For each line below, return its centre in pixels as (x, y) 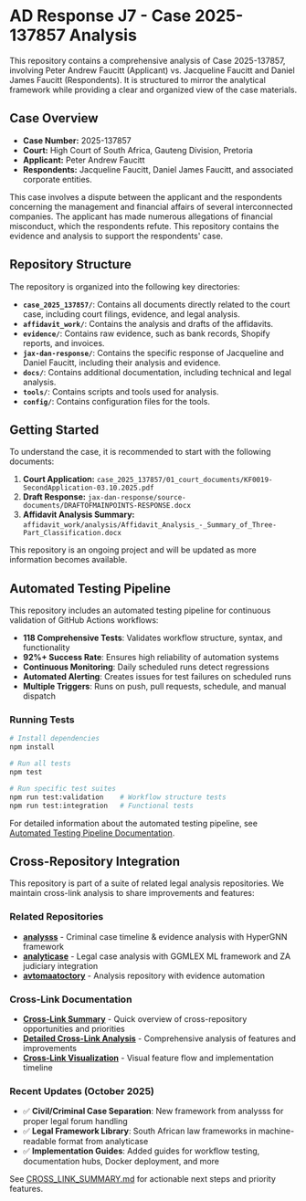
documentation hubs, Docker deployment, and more (121, 1162)
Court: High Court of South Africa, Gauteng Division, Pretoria (138, 150)
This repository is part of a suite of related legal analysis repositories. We (147, 883)
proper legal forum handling (75, 1122)
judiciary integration (60, 965)
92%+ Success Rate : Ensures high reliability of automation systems (151, 658)
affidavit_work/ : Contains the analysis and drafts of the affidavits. (148, 323)
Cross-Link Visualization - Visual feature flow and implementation (148, 1058)
